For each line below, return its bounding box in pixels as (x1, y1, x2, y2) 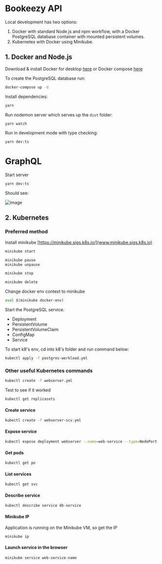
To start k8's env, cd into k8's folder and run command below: (5, 346, 130, 352)
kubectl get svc (5, 482, 38, 487)
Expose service (5, 428, 37, 434)
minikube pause (5, 258, 36, 263)
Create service (5, 407, 35, 413)
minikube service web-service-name (5, 555, 77, 560)
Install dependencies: (5, 94, 48, 99)
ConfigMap (12, 332, 35, 338)
